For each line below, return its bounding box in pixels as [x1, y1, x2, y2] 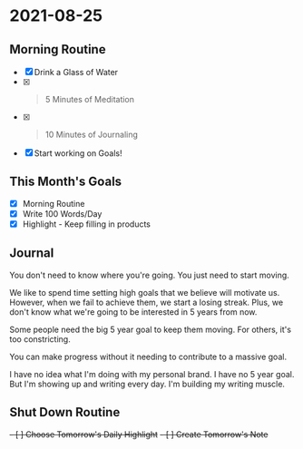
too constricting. [9, 333, 71, 345]
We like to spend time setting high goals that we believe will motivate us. [9, 287, 280, 298]
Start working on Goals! [34, 148, 122, 159]
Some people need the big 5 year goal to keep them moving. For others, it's [9, 324, 292, 335]
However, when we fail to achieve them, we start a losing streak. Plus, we [9, 297, 284, 307]
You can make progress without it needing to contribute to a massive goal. [9, 351, 288, 362]
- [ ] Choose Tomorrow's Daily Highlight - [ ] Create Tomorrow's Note [9, 428, 269, 440]
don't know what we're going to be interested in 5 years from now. [9, 306, 258, 317]
